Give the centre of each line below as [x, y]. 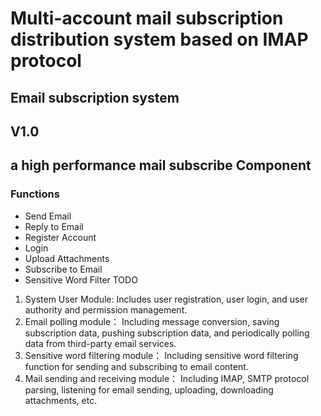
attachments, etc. [61, 400]
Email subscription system [95, 97]
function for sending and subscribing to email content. [136, 366]
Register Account [60, 237]
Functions [35, 194]
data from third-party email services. [100, 343]
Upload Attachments [67, 258]
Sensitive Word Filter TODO [81, 279]
